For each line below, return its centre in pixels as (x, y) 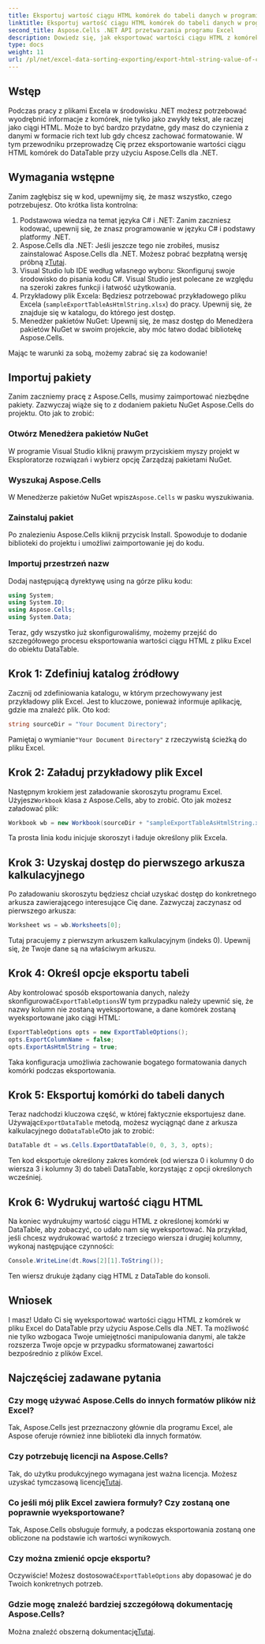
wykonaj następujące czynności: (61, 1246)
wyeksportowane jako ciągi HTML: (64, 1017)
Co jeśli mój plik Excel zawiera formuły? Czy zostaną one (119, 1503)
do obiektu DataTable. (44, 649)
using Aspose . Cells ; (42, 610)
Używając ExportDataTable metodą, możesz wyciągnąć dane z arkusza (123, 1123)
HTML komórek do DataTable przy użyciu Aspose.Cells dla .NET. (113, 152)
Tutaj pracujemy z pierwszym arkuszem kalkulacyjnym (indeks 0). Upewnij (129, 940)
